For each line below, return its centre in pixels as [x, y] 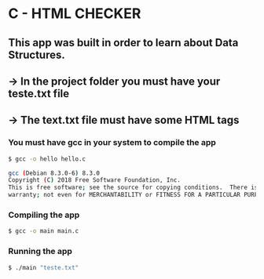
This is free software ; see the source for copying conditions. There [128, 188]
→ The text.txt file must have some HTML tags [124, 120]
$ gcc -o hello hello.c [47, 159]
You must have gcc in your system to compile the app [112, 143]
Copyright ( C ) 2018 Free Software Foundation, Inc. [94, 180]
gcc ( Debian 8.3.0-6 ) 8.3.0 [54, 173]
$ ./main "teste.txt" [44, 267]
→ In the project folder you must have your [114, 81]
